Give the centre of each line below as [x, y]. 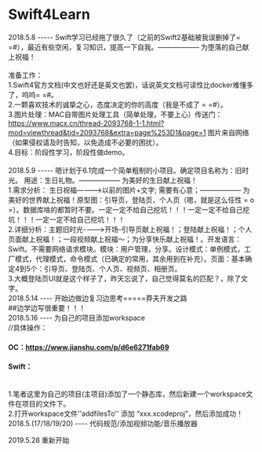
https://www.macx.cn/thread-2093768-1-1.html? [86, 123]
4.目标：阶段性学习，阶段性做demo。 [69, 152]
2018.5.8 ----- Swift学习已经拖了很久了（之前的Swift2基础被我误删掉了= [124, 37]
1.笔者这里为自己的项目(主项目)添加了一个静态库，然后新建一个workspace [127, 394]
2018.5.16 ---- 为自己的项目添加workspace [76, 318]
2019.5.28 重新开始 [39, 440]
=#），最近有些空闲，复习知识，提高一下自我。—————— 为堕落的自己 [126, 47]
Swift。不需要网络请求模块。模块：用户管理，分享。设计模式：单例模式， [126, 248]
